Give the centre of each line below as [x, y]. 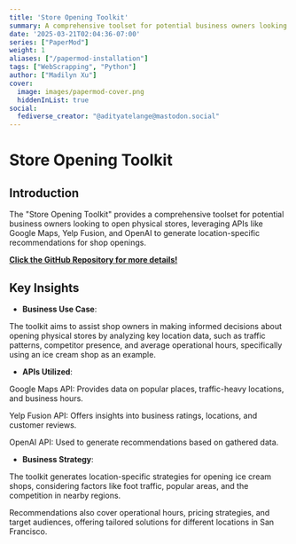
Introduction [44, 193]
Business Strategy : [58, 459]
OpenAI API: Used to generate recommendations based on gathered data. [144, 442]
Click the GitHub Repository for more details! [93, 260]
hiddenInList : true [53, 100]
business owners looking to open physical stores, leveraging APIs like [136, 224]
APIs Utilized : [47, 371]
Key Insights [44, 288]
